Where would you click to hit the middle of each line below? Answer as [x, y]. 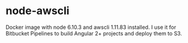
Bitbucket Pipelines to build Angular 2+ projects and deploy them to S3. [94, 33]
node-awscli [38, 11]
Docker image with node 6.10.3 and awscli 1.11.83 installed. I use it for [91, 27]
